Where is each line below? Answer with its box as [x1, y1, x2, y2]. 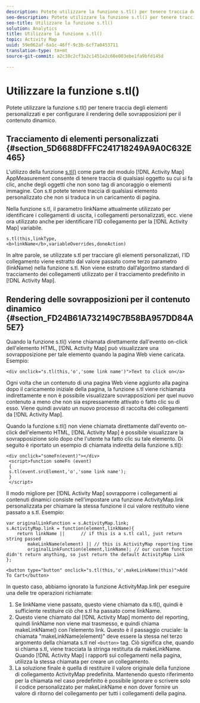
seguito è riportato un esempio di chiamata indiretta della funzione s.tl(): [6, 441, 183, 449]
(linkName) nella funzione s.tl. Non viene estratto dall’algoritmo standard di [6, 264, 189, 272]
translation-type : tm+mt [6, 48, 68, 54]
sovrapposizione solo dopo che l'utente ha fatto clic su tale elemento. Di [6, 435, 183, 443]
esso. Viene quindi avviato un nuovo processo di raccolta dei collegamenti [6, 404, 189, 412]
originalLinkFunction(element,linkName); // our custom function [27, 547, 193, 552]
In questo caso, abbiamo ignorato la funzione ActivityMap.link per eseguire [6, 583, 190, 590]
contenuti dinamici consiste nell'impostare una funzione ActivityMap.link [6, 496, 184, 504]
